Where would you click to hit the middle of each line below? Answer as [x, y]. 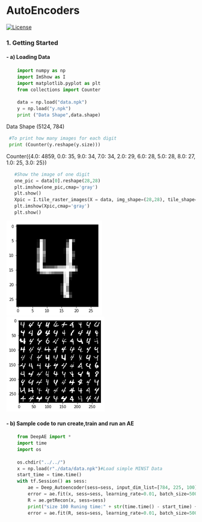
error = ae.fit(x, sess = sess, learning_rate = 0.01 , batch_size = [109, 494]
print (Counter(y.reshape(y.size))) [55, 144]
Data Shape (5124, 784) [35, 126]
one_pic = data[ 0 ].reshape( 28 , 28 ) [57, 181]
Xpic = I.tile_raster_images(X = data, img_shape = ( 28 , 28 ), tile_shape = [106, 200]
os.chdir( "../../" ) [41, 462]
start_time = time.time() [50, 475]
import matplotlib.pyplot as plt [59, 83]
